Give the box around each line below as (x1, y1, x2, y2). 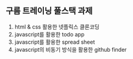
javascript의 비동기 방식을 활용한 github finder (14, 46, 127, 53)
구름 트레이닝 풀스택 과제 (5, 5, 93, 16)
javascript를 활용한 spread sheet (14, 38, 95, 46)
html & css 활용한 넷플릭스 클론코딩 (14, 23, 100, 30)
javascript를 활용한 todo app (14, 30, 85, 38)
